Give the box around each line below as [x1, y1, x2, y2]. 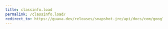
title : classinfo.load [5, 7, 52, 12]
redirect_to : [5, 16, 32, 21]
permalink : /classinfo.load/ [5, 12, 66, 17]
